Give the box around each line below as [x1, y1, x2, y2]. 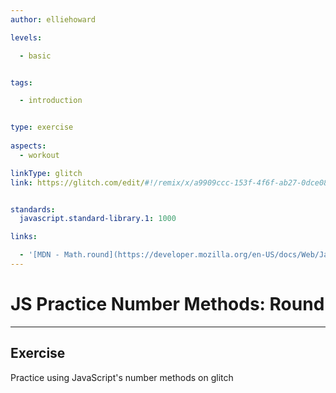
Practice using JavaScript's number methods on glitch [10, 371, 234, 383]
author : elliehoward [10, 14, 97, 25]
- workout [19, 150, 60, 160]
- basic [19, 51, 52, 61]
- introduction [19, 96, 83, 106]
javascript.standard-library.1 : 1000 [19, 214, 177, 224]
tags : [10, 77, 33, 88]
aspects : [10, 141, 47, 151]
